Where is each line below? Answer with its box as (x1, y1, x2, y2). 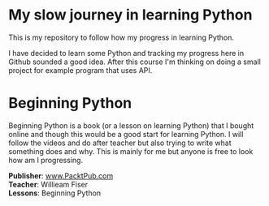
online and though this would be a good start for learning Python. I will (8, 129, 244, 139)
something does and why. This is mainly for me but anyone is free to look (8, 146, 254, 156)
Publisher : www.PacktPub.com (8, 170, 114, 180)
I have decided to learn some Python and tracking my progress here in (8, 48, 245, 58)
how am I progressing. (8, 155, 84, 165)
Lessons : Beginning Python (8, 188, 102, 198)
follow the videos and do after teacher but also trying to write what (8, 138, 232, 148)
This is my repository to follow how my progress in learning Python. (8, 32, 234, 42)
